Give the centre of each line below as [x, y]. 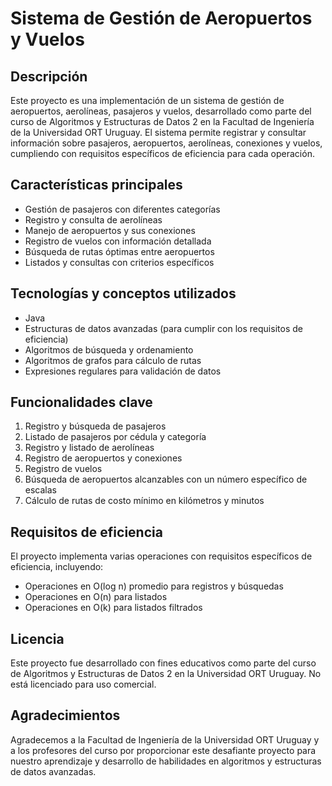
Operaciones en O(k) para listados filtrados [113, 608]
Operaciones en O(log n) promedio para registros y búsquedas [154, 586]
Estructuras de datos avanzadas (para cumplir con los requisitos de [163, 328]
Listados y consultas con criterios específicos [119, 262]
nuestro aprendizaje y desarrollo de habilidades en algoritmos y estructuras [166, 761]
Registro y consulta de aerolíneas [93, 219]
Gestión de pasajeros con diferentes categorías [122, 209]
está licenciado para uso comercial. [83, 684]
